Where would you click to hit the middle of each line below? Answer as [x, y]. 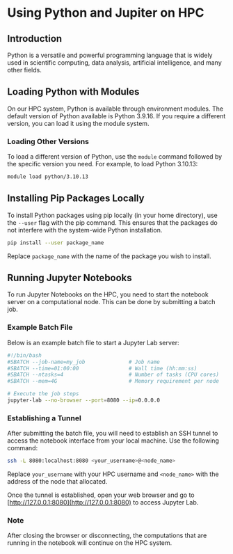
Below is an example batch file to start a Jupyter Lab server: [93, 342]
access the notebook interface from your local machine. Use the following [113, 441]
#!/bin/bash [24, 355]
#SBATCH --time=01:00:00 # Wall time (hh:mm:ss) [102, 368]
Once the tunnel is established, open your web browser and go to [101, 495]
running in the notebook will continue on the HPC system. [90, 543]
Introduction [35, 39]
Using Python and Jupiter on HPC [106, 13]
